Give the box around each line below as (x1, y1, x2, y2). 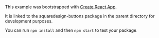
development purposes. (5, 19, 53, 24)
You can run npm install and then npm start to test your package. (5, 28, 138, 33)
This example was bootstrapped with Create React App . (5, 4, 117, 9)
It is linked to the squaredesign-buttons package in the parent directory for (5, 13, 155, 19)
